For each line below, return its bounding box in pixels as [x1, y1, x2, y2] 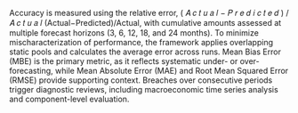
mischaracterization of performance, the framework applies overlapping [9, 37, 274, 47]
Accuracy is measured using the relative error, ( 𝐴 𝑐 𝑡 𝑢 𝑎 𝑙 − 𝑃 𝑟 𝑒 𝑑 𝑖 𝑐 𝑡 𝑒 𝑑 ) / [9, 8, 289, 18]
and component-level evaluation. [9, 93, 130, 104]
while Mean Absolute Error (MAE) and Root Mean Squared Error [54, 66, 289, 76]
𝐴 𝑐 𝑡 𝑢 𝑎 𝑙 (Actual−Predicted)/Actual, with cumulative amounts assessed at [9, 18, 282, 28]
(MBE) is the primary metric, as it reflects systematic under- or [9, 56, 238, 66]
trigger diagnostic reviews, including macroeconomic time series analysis [9, 85, 278, 94]
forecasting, [9, 66, 53, 76]
